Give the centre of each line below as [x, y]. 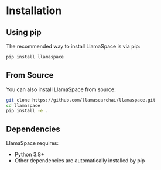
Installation [34, 11]
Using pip [24, 32]
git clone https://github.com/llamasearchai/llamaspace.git [81, 100]
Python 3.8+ [30, 155]
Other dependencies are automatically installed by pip [80, 161]
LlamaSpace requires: [32, 143]
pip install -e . [27, 111]
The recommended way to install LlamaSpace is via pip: [73, 46]
